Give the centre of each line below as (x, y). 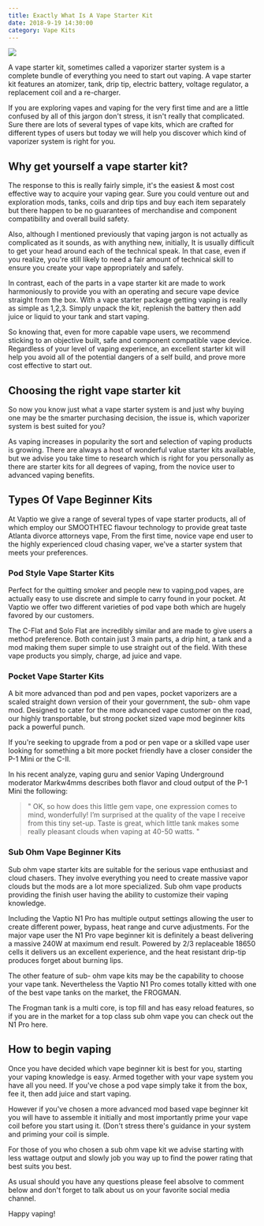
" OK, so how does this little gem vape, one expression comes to (132, 807)
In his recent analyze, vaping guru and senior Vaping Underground (116, 774)
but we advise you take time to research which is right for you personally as (131, 458)
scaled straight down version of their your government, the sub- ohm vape (129, 702)
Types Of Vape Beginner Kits (80, 500)
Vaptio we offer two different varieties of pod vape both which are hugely (127, 607)
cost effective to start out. (50, 366)
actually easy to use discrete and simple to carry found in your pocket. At (127, 599)
